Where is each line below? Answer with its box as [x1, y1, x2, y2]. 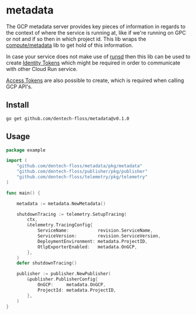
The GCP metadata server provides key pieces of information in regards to [6, 23, 186, 30]
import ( [6, 158, 27, 164]
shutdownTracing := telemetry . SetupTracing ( [16, 211, 127, 217]
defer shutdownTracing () [16, 260, 77, 266]
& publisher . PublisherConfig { [27, 276, 98, 282]
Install [6, 100, 29, 110]
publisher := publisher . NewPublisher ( [16, 271, 111, 277]
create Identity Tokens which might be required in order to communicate [6, 59, 181, 66]
